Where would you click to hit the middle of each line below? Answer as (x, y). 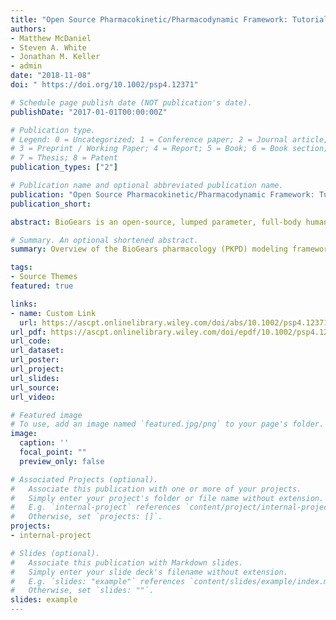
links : (24, 304)
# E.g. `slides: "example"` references (98, 581)
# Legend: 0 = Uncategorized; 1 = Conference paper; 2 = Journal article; (169, 139)
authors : (28, 29)
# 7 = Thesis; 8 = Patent (64, 158)
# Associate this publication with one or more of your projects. (156, 489)
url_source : (35, 387)
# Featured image (46, 415)
